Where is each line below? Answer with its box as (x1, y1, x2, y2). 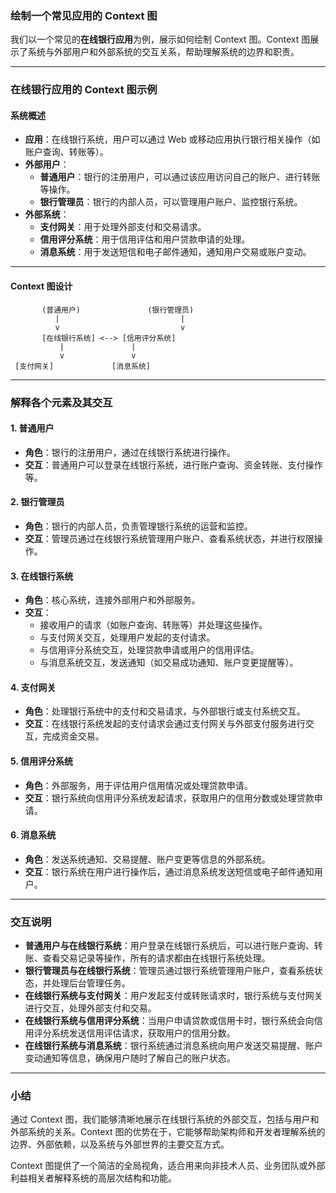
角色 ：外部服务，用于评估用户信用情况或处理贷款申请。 (24, 779, 253, 791)
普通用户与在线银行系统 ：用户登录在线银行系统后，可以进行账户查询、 (24, 940, 315, 952)
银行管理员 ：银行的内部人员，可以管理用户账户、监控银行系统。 (39, 196, 303, 208)
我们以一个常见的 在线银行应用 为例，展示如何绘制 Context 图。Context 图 (10, 33, 311, 46)
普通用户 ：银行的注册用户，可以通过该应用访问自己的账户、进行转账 (39, 171, 321, 183)
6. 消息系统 (10, 829, 57, 841)
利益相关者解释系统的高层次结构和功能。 (10, 1172, 177, 1184)
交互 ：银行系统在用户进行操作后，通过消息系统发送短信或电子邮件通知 (24, 865, 315, 877)
